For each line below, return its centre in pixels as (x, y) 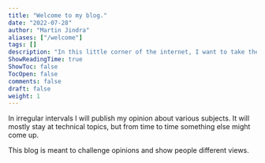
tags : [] (22, 45)
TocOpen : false (33, 74)
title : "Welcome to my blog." (58, 15)
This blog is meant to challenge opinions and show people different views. (129, 150)
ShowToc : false (33, 67)
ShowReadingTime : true (45, 60)
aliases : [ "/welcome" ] (45, 37)
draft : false (30, 89)
